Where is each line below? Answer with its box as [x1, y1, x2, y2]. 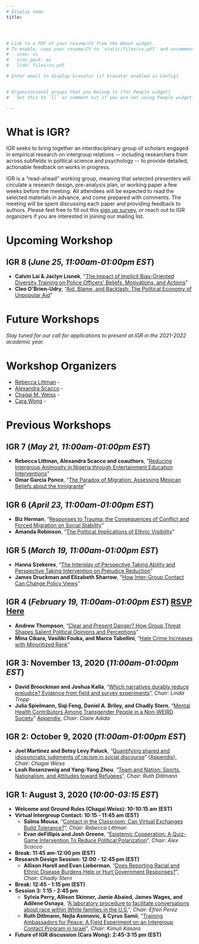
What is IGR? [6, 125, 70, 139]
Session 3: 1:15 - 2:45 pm [14, 887, 78, 894]
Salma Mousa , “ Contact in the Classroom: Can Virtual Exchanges [23, 818, 184, 825]
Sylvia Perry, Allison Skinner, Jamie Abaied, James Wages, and [23, 894, 183, 901]
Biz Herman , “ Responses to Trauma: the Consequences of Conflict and [14, 516, 190, 523]
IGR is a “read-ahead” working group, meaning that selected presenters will [6, 175, 191, 182]
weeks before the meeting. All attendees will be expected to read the [6, 188, 174, 195]
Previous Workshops [6, 418, 111, 432]
